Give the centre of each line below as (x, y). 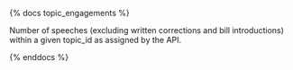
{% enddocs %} (39, 57)
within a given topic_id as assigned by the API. (96, 40)
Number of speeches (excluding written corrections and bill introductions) (146, 30)
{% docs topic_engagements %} (69, 13)
